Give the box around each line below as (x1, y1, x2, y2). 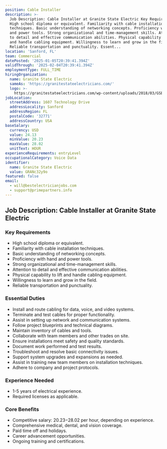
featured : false (5, 174, 39, 179)
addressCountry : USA (9, 118, 52, 123)
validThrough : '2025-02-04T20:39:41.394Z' (5, 63, 94, 68)
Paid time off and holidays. (12, 428, 67, 434)
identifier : (5, 160, 30, 165)
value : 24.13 (9, 132, 37, 137)
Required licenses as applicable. (12, 394, 79, 400)
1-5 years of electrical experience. (12, 388, 83, 394)
